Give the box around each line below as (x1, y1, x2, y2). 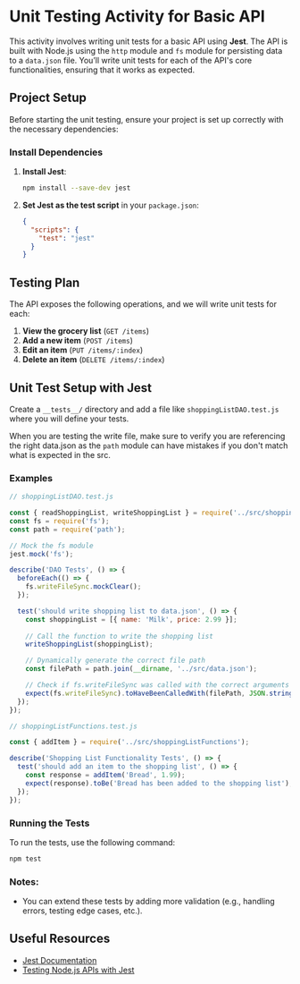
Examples (9, 471, 54, 484)
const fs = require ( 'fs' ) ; (9, 516, 110, 525)
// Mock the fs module (9, 541, 94, 550)
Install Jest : (21, 166, 67, 177)
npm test (9, 854, 42, 863)
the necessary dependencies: (9, 123, 119, 134)
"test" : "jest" (38, 233, 96, 242)
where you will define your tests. (9, 413, 129, 424)
